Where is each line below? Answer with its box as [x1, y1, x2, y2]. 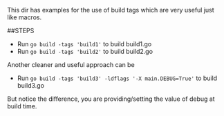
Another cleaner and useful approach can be [7, 61, 135, 68]
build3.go [17, 81, 45, 89]
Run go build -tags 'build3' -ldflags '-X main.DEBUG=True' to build [17, 74, 218, 82]
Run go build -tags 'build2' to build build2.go [17, 48, 153, 55]
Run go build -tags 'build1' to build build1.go [17, 40, 152, 48]
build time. [7, 102, 37, 110]
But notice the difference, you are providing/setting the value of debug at [7, 95, 216, 103]
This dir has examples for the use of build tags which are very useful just [7, 6, 214, 14]
